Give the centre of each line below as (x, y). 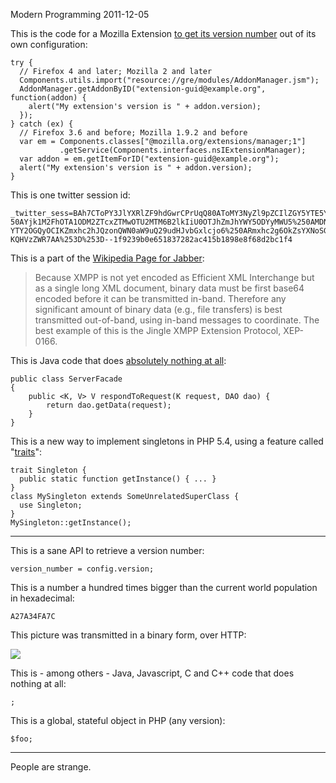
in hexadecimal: (42, 598)
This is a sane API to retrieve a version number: (107, 550)
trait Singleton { (48, 470)
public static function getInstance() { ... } (118, 479)
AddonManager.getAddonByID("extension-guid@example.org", (143, 89)
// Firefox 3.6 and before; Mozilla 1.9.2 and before (133, 133)
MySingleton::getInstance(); (71, 523)
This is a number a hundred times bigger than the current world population (164, 587)
